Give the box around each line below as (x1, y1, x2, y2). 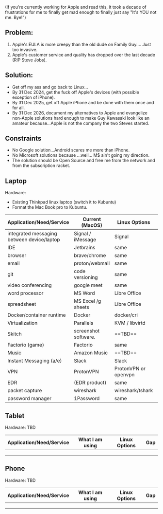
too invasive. (12, 46, 38, 53)
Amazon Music (74, 349, 108, 356)
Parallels (74, 320, 94, 327)
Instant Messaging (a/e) (7, 357, 62, 364)
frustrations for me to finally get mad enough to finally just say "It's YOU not (5, 9, 157, 15)
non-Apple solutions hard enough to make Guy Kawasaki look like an (12, 115, 149, 121)
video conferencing (7, 282, 52, 289)
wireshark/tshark (114, 387, 153, 394)
